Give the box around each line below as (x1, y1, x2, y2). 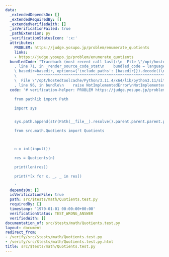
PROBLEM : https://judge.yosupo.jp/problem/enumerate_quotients (14, 45, 150, 50)
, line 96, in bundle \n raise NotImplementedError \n (14, 82, 134, 88)
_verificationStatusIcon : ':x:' (10, 36, 78, 41)
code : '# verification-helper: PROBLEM (10, 87, 94, 93)
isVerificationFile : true (10, 192, 64, 197)
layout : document (5, 225, 42, 230)
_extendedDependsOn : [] (10, 12, 59, 17)
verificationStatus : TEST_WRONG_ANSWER (10, 211, 94, 216)
